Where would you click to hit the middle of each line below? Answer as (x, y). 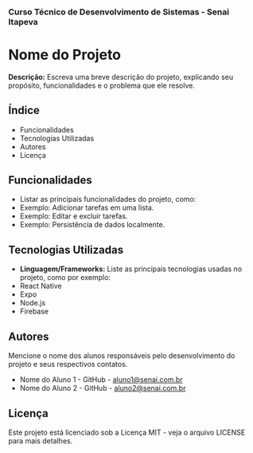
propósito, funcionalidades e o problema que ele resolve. (101, 85)
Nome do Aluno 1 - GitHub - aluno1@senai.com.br (101, 380)
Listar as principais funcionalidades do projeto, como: (108, 199)
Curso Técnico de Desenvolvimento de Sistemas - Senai (119, 12)
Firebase (34, 311)
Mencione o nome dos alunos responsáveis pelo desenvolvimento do (122, 356)
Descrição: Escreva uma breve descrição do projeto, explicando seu (121, 77)
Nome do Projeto (65, 55)
